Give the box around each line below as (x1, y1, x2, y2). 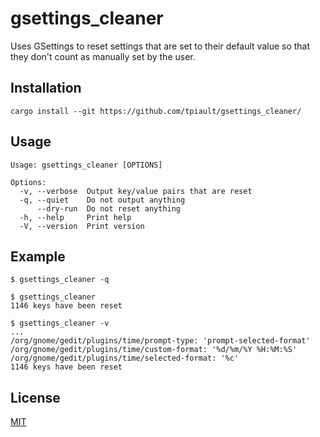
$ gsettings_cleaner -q (10, 275, 110, 285)
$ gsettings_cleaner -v (10, 318, 110, 329)
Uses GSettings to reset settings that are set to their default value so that (10, 40, 311, 52)
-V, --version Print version (19, 221, 145, 231)
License (10, 389, 61, 406)
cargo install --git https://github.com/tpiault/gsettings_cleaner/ (10, 106, 302, 116)
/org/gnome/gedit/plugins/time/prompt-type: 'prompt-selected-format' (10, 336, 311, 346)
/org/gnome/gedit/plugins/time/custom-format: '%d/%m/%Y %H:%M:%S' (10, 345, 298, 355)
